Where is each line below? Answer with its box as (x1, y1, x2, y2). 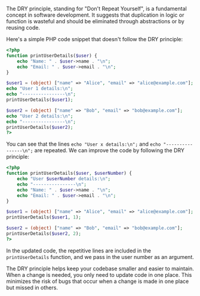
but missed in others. (6, 283, 59, 291)
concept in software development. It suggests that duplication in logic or (6, 11, 184, 18)
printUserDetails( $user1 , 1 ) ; (6, 214, 82, 220)
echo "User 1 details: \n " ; (6, 86, 73, 92)
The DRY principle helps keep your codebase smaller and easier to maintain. (6, 265, 194, 272)
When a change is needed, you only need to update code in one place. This (6, 271, 192, 278)
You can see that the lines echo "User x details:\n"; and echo (6, 140, 161, 148)
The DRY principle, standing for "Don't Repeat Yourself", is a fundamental (6, 5, 187, 12)
